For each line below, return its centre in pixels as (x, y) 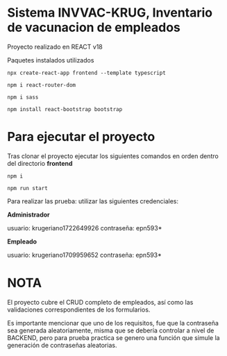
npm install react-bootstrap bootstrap (65, 109)
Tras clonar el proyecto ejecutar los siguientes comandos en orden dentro (113, 156)
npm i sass (23, 97)
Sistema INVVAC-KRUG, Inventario (110, 13)
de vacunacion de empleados (94, 27)
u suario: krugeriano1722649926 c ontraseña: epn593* (85, 228)
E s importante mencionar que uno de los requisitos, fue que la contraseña (113, 323)
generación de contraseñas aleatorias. (62, 345)
